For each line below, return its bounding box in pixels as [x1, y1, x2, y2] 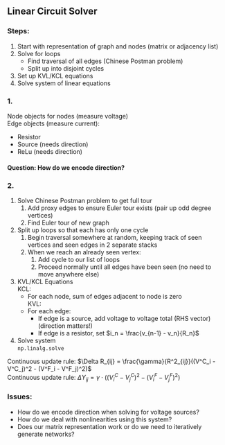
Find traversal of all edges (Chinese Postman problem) [27, 57, 183, 65]
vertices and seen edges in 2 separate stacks [27, 241, 158, 249]
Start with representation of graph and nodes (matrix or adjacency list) [17, 42, 219, 51]
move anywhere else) [37, 270, 100, 278]
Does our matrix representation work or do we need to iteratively [17, 422, 202, 430]
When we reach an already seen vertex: [27, 247, 141, 256]
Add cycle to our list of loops [37, 255, 120, 263]
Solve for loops [17, 49, 61, 58]
